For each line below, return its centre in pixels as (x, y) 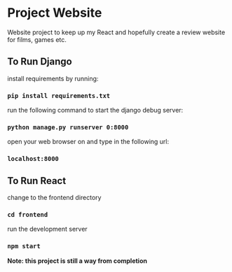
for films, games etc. (37, 39)
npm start (24, 246)
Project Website (55, 13)
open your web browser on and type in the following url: (88, 142)
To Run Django (40, 62)
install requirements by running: (53, 78)
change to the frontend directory (54, 198)
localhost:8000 (33, 159)
